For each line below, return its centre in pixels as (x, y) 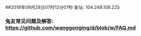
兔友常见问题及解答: (29, 21)
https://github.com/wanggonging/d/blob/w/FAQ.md (70, 28)
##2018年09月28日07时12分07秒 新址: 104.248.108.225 (62, 7)
